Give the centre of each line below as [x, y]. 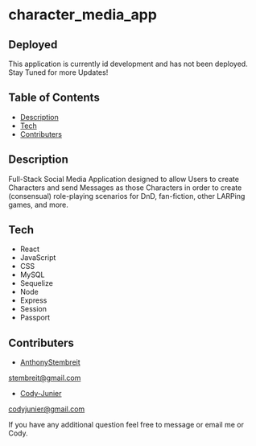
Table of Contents [54, 98]
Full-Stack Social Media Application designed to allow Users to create [124, 179]
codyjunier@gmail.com [47, 409]
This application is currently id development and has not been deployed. [128, 64]
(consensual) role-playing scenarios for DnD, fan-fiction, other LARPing [127, 196]
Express [33, 300]
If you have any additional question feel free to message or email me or [126, 425]
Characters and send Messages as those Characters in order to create [125, 188]
